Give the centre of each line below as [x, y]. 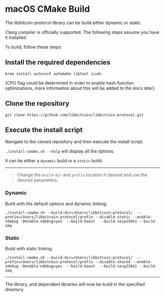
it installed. [16, 37]
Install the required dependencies [58, 62]
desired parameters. [38, 180]
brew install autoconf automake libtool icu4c [54, 74]
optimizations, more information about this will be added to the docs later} [80, 88]
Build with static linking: [29, 248]
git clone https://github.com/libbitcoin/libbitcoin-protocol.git [74, 115]
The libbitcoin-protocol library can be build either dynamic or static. [73, 23]
